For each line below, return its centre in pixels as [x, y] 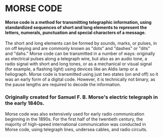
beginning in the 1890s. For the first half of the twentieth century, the [74, 119]
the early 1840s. [25, 103]
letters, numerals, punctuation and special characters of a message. [76, 33]
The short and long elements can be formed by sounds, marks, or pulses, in [81, 43]
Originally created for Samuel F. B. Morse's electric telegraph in [81, 97]
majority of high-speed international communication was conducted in [75, 124]
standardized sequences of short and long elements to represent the [76, 27]
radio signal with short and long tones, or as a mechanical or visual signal [79, 64]
